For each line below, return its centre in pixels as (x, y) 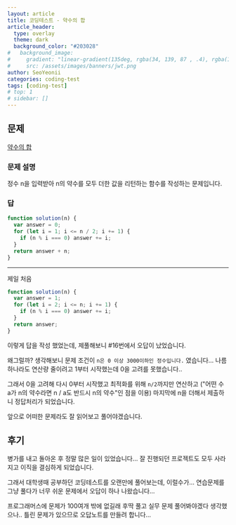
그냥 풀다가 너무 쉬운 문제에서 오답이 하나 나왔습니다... (81, 491)
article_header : (31, 27)
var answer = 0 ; (37, 225)
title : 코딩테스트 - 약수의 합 (46, 20)
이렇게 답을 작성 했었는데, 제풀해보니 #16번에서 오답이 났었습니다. (97, 345)
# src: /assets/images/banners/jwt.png (72, 66)
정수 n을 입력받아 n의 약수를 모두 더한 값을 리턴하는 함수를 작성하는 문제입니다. (115, 184)
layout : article (31, 14)
